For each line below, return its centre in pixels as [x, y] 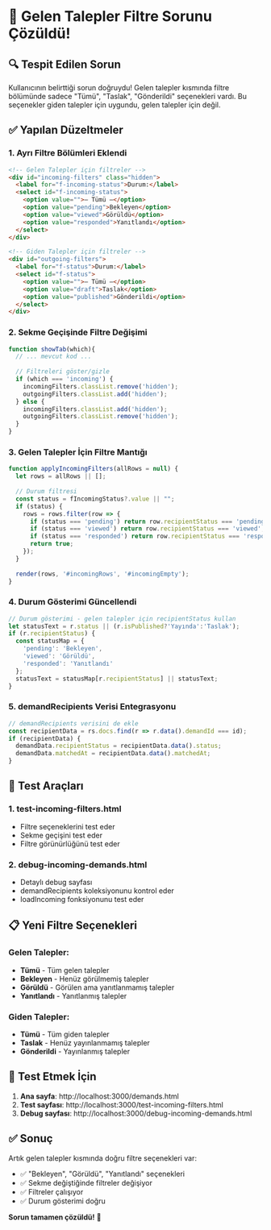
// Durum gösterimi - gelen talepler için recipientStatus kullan [122, 619]
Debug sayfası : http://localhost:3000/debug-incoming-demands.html [136, 1113]
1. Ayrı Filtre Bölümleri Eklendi [68, 153]
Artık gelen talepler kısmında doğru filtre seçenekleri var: [103, 1158]
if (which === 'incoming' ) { [65, 379]
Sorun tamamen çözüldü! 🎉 [55, 1217]
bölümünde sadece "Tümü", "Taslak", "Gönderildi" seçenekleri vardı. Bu [128, 96]
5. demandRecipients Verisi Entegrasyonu [92, 707]
